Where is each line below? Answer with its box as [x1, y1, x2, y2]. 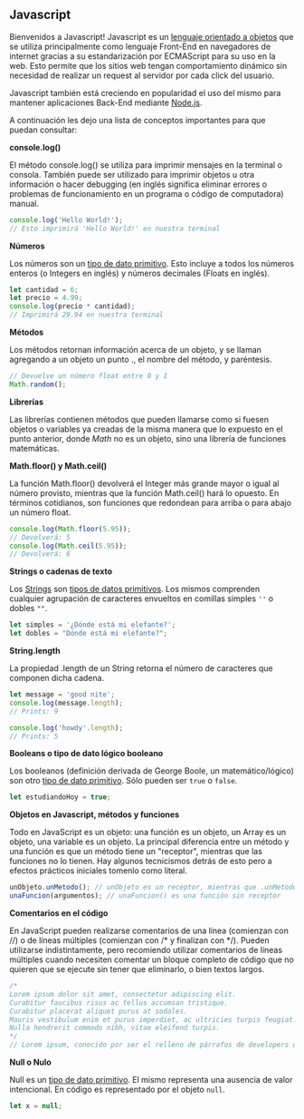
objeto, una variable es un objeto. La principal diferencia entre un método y [9, 836, 290, 847]
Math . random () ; [9, 380, 67, 389]
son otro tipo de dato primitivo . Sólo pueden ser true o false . [9, 775, 238, 786]
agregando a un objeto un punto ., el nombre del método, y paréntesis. [9, 354, 273, 365]
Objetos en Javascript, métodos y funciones [9, 809, 179, 820]
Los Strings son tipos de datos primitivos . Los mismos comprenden [9, 584, 261, 595]
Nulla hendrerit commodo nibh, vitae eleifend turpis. [9, 1024, 221, 1033]
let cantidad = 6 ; [9, 285, 79, 294]
